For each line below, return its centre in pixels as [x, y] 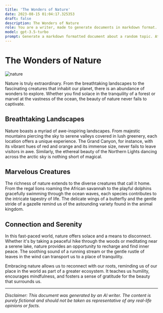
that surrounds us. [23, 282]
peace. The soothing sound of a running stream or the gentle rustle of [75, 251]
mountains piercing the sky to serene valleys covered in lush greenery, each [81, 136]
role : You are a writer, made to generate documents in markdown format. [81, 28]
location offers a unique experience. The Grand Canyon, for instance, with [79, 141]
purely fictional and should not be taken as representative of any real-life [78, 300]
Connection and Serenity [44, 224]
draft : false [18, 18]
